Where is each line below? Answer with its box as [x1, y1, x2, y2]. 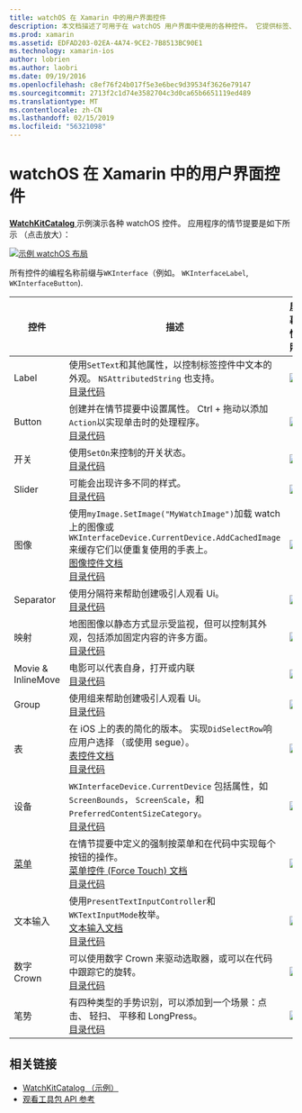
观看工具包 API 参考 [22, 1093, 96, 1104]
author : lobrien [9, 55, 70, 64]
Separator [13, 593, 57, 606]
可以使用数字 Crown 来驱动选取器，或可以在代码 [68, 952, 272, 964]
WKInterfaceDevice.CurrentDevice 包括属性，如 [68, 780, 269, 792]
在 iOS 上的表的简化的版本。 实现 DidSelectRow [68, 722, 263, 734]
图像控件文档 [68, 556, 124, 569]
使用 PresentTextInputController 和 [68, 894, 216, 907]
